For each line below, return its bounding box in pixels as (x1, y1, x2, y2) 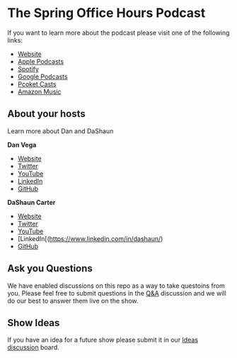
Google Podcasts (17, 72, 69, 81)
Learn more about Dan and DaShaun (7, 126, 114, 135)
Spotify (17, 65, 39, 73)
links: (7, 35, 23, 44)
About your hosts (7, 108, 86, 120)
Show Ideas (7, 317, 60, 329)
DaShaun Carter (7, 198, 56, 206)
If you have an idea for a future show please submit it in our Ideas (7, 335, 198, 345)
